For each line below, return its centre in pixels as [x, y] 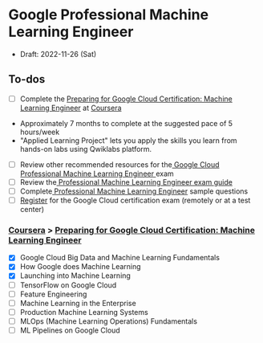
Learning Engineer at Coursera [71, 108]
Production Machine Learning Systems [84, 312]
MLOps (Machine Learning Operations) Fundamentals [109, 321]
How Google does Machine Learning [81, 267]
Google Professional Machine [109, 15]
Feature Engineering [53, 294]
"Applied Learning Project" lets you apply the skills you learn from [129, 140]
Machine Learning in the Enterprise [78, 303]
